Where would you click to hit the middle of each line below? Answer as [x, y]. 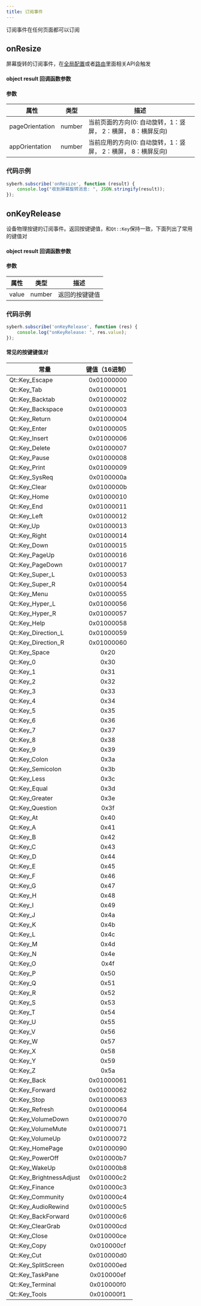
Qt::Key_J [22, 915]
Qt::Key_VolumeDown [39, 1119]
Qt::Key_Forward [32, 1090]
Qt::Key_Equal [28, 788]
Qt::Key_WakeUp [32, 1168]
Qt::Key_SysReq [31, 477]
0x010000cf [108, 1246]
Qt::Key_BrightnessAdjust [45, 1177]
